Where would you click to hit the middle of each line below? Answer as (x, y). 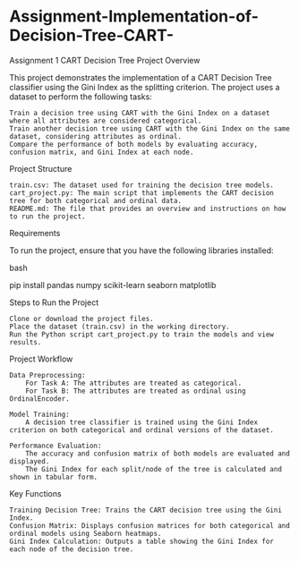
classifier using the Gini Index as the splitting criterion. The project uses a (145, 87)
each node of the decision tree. (72, 549)
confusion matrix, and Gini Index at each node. (102, 152)
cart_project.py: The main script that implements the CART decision (142, 193)
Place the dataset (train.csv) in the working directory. (120, 327)
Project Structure (41, 168)
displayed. (30, 461)
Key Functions (35, 493)
